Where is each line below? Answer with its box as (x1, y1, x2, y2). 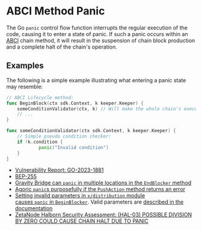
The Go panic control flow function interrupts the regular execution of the (6, 24, 188, 31)
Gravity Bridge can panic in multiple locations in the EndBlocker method (14, 179, 192, 187)
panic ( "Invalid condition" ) (38, 144, 109, 151)
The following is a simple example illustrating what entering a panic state (6, 76, 186, 83)
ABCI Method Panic (6, 4, 105, 18)
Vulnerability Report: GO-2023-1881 (14, 166, 104, 174)
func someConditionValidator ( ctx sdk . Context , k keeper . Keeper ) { (6, 128, 176, 134)
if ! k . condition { (17, 139, 63, 145)
